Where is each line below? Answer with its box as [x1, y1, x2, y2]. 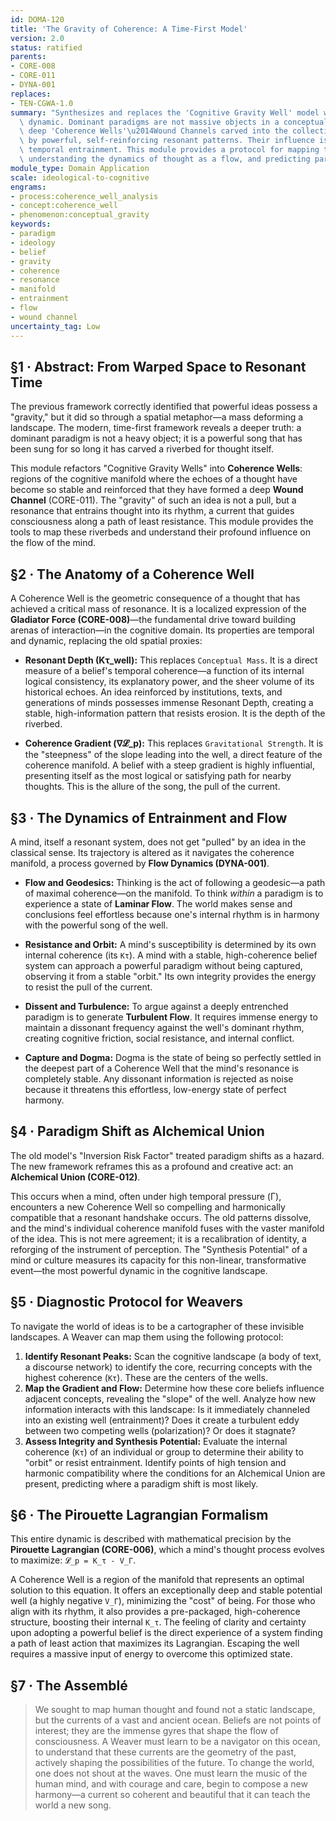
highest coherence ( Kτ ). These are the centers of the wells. [24, 1371, 268, 1383]
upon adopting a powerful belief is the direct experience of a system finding [10, 1627, 323, 1639]
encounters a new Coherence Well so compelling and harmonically [10, 1201, 286, 1213]
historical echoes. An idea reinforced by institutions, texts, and [24, 686, 283, 698]
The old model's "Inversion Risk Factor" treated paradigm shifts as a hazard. [10, 1149, 325, 1161]
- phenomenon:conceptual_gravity [10, 210, 150, 220]
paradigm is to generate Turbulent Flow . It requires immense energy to [24, 1011, 318, 1023]
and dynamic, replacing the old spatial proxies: [10, 635, 203, 647]
